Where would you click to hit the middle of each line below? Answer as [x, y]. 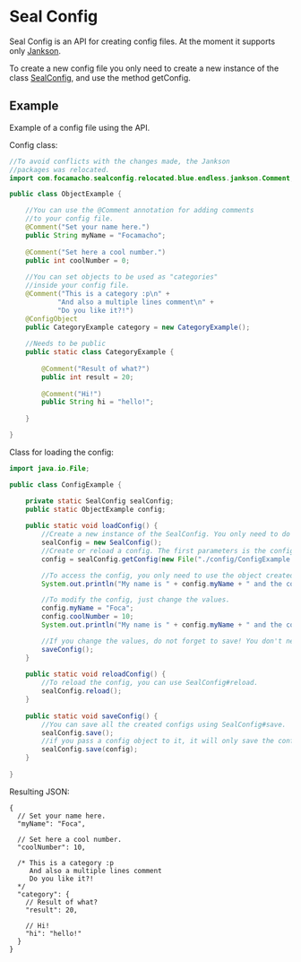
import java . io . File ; [50, 468]
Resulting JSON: [39, 792]
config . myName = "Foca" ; [88, 608]
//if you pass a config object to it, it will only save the [158, 741]
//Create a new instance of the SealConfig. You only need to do [166, 534]
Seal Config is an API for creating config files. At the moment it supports [142, 41]
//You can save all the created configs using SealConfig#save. [164, 724]
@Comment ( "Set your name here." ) [88, 227]
